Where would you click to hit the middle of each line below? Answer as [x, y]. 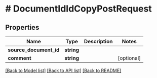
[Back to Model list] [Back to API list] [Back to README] [63, 70]
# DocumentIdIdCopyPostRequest [78, 9]
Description [98, 42]
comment [19, 58]
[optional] [129, 58]
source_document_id [34, 50]
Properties [22, 27]
